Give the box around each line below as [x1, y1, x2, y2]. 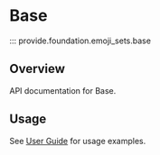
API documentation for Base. [9, 85, 117, 96]
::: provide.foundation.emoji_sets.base [9, 35, 152, 46]
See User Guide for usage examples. [9, 135, 146, 146]
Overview [9, 61, 66, 77]
